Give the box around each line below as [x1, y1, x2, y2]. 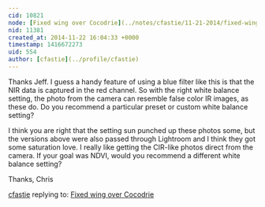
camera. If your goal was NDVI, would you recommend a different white [8, 150, 241, 160]
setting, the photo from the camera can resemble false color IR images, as [8, 94, 249, 103]
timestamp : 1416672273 [8, 41, 83, 49]
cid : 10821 [8, 11, 44, 20]
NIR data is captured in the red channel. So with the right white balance [8, 85, 240, 94]
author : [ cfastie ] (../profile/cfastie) [8, 56, 140, 64]
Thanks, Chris [8, 174, 54, 183]
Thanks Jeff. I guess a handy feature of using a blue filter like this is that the [8, 76, 255, 87]
